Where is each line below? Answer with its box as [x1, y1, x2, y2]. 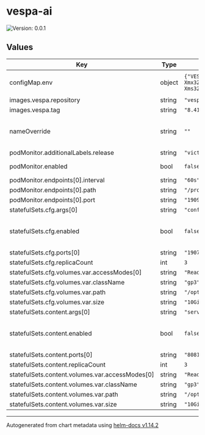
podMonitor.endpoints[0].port [9, 195, 96, 204]
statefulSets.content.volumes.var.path [9, 390, 118, 398]
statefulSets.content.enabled [9, 329, 92, 337]
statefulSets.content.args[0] [9, 307, 90, 316]
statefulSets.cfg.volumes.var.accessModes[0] [9, 268, 142, 276]
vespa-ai [6, 4, 52, 18]
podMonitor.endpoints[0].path [9, 185, 96, 194]
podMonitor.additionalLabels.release [9, 148, 114, 157]
